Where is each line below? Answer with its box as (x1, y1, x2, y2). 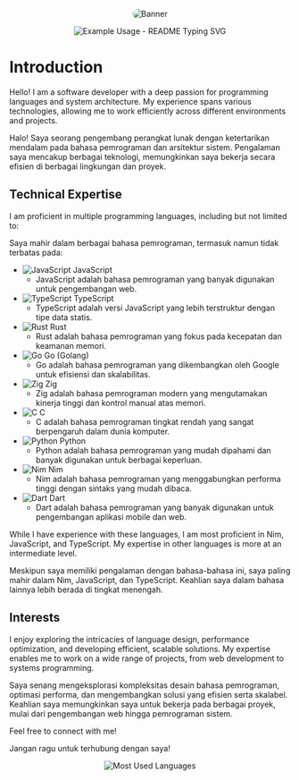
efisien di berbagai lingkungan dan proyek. (9, 161, 167, 172)
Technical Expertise (9, 187, 122, 202)
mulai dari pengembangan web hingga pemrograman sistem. (9, 708, 234, 719)
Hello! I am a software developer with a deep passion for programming (9, 86, 270, 97)
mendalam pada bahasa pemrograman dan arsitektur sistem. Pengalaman (9, 141, 281, 152)
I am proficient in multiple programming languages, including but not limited (9, 210, 287, 221)
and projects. (9, 114, 58, 125)
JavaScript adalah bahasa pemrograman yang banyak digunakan (35, 274, 275, 284)
